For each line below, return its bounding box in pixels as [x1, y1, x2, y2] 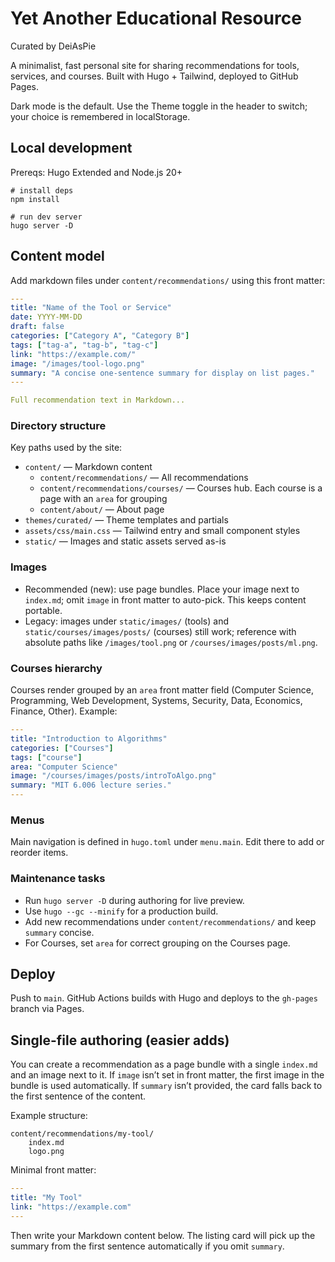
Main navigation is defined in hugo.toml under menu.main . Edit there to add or [10, 836, 325, 848]
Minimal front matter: [10, 1164, 97, 1176]
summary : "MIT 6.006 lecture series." [10, 780, 172, 791]
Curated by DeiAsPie [10, 40, 97, 52]
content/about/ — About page [39, 503, 165, 516]
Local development [10, 140, 133, 157]
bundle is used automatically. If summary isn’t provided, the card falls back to [10, 1080, 323, 1092]
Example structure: [10, 1110, 88, 1122]
